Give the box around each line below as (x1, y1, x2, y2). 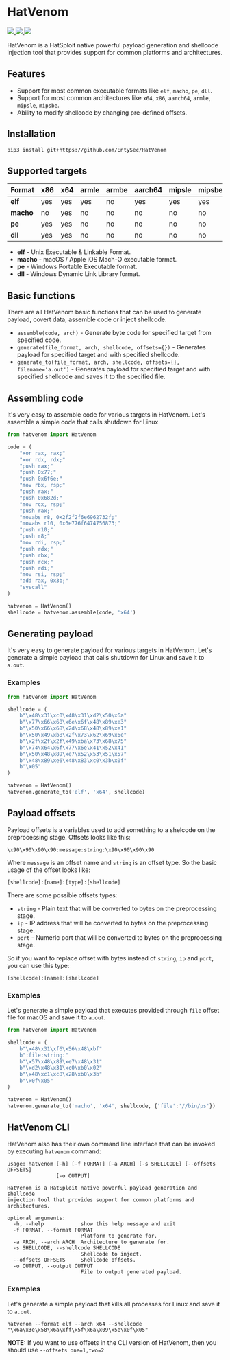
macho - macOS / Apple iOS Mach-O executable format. (16, 255, 177, 264)
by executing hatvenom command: (7, 1147, 101, 1155)
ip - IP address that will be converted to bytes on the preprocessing (16, 919, 209, 927)
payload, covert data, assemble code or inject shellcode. (7, 315, 167, 323)
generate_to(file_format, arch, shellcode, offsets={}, (16, 359, 180, 366)
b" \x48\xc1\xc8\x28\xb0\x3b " (19, 1071, 103, 1078)
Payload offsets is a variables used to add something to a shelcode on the (7, 825, 216, 834)
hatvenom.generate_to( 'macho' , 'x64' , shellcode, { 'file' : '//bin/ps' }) (7, 1103, 216, 1109)
